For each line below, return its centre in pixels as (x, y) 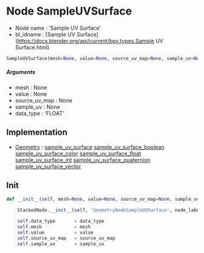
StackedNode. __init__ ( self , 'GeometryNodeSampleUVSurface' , (95, 211)
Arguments (21, 72)
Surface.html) (32, 47)
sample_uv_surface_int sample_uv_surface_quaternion (83, 160)
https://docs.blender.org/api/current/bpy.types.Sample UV (90, 41)
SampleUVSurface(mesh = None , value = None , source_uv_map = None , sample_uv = (100, 58)
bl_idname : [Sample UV (45, 34)
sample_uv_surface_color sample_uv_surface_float (78, 153)
